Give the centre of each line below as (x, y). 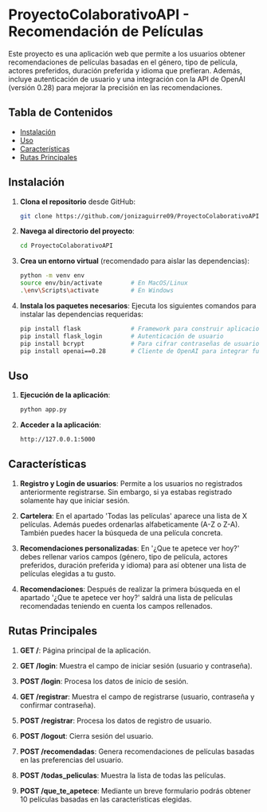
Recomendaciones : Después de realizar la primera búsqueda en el (130, 589)
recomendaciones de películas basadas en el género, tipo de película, (123, 62)
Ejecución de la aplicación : (65, 395)
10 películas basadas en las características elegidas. (106, 799)
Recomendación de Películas (106, 31)
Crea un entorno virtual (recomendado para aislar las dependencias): (134, 261)
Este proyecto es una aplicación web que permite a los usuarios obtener (127, 53)
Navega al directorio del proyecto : (77, 231)
